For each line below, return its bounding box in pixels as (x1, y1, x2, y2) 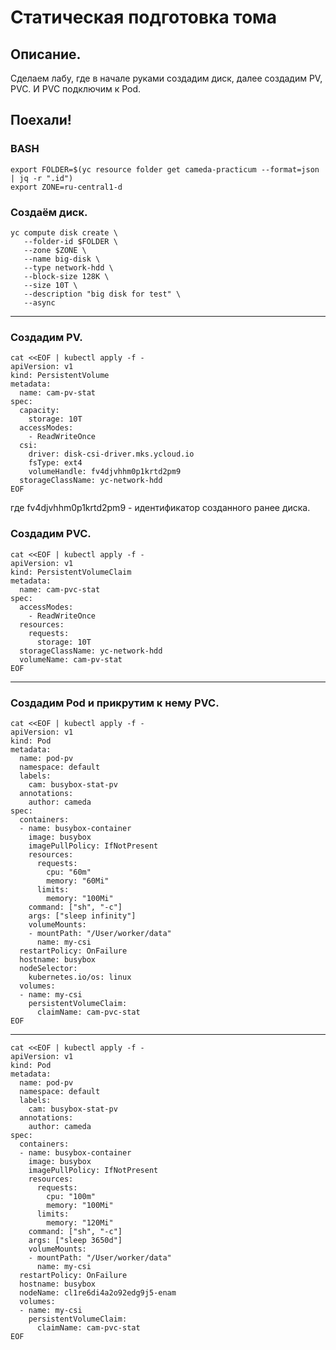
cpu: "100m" (46, 1191, 97, 1201)
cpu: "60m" (46, 867, 92, 877)
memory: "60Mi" (46, 876, 110, 886)
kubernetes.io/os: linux (28, 972, 132, 982)
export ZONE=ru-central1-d (10, 182, 123, 192)
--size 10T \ (23, 280, 78, 290)
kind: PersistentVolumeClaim (10, 567, 132, 577)
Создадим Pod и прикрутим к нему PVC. (10, 696, 220, 710)
